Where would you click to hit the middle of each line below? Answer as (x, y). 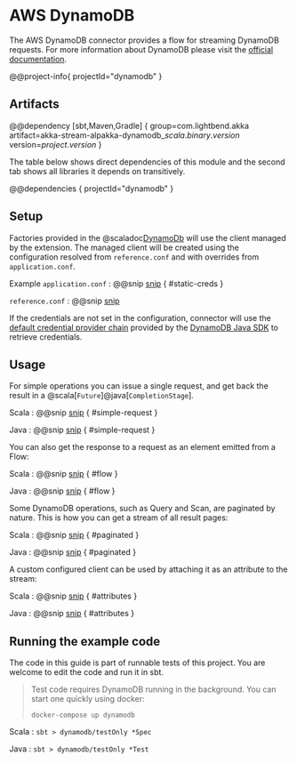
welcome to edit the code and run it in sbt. (87, 672)
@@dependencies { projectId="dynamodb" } (92, 189)
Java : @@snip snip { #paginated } (72, 552)
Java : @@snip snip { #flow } (62, 491)
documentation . (38, 59)
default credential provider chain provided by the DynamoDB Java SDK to (144, 327)
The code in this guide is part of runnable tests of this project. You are (137, 663)
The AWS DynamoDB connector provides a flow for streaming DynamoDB (144, 40)
